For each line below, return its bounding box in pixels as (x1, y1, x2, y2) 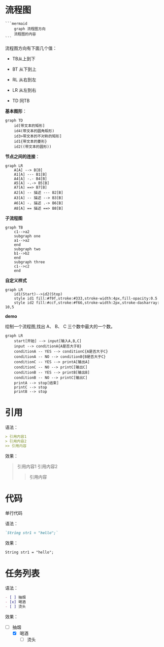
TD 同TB (12, 97, 30, 104)
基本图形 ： (5, 108, 27, 114)
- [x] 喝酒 (5, 600, 26, 605)
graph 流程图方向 (14, 26, 46, 31)
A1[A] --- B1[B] (14, 172, 48, 177)
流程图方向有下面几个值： (5, 45, 57, 51)
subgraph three (14, 260, 45, 265)
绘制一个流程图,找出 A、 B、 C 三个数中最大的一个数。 (5, 323, 115, 329)
